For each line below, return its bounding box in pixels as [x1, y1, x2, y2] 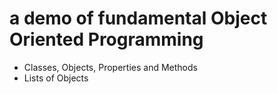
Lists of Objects [23, 72, 89, 84]
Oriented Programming [9, 28, 204, 51]
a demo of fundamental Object [9, 7, 268, 30]
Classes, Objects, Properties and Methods [23, 61, 198, 73]
